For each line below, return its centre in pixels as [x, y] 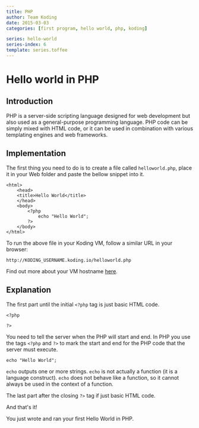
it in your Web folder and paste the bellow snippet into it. [75, 174]
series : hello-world [32, 39]
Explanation [29, 290]
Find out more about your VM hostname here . [62, 271]
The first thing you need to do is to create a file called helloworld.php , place [99, 168]
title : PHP [20, 12]
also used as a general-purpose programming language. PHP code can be [97, 122]
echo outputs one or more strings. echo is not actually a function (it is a [92, 371]
